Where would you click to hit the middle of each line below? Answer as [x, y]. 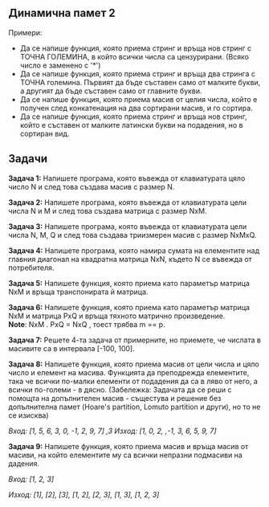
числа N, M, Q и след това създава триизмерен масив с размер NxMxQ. [132, 235]
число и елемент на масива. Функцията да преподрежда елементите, [129, 372]
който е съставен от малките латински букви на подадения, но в [131, 125]
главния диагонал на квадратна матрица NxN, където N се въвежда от [130, 259]
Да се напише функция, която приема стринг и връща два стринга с [137, 74]
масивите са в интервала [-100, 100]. [71, 348]
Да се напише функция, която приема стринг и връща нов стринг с [136, 48]
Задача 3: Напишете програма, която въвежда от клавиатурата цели [128, 226]
